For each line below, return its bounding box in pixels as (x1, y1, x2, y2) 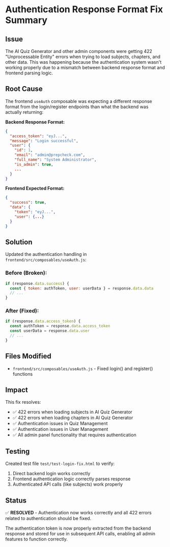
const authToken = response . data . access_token (10, 324, 110, 329)
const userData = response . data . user (10, 328, 90, 333)
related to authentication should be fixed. (5, 515, 92, 522)
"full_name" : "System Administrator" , (14, 157, 97, 163)
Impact (5, 386, 28, 395)
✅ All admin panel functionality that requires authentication (12, 432, 136, 438)
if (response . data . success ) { (5, 281, 70, 286)
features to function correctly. (5, 536, 68, 542)
